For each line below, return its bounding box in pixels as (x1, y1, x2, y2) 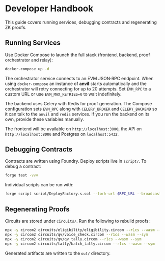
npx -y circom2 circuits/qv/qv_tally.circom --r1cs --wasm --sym (5, 236, 141, 241)
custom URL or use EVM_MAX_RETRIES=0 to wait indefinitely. (5, 91, 122, 97)
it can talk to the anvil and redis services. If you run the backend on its (5, 111, 150, 117)
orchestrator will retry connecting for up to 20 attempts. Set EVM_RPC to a (5, 86, 151, 91)
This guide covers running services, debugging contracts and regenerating (5, 19, 157, 25)
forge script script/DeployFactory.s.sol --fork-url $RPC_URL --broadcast (5, 191, 162, 197)
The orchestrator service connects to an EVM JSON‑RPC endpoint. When (5, 75, 154, 81)
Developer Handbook (5, 3, 93, 14)
